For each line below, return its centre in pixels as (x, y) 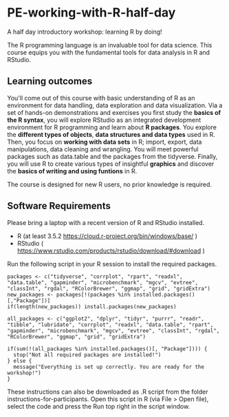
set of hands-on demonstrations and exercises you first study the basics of (114, 112)
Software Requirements (59, 206)
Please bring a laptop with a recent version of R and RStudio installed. (106, 222)
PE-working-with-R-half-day (91, 13)
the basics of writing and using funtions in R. (72, 171)
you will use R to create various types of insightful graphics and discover (111, 164)
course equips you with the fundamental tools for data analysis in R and (109, 52)
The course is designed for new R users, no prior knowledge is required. (109, 184)
